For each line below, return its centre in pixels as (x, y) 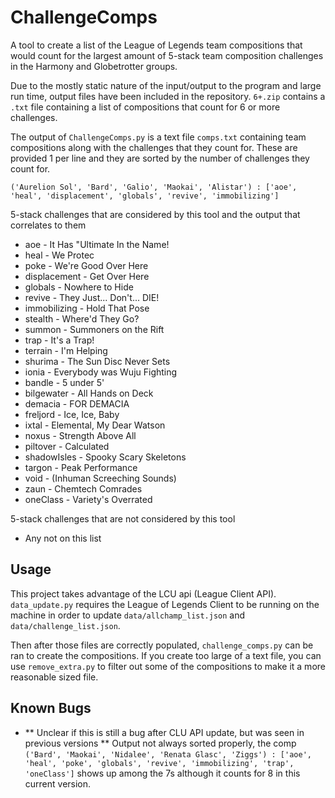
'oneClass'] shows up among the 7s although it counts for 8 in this (162, 773)
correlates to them (48, 225)
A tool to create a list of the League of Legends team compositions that (156, 45)
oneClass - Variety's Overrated (88, 499)
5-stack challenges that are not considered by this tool (123, 518)
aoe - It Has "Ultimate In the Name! (97, 244)
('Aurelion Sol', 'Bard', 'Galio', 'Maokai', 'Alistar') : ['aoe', (154, 187)
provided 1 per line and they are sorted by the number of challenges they (160, 158)
